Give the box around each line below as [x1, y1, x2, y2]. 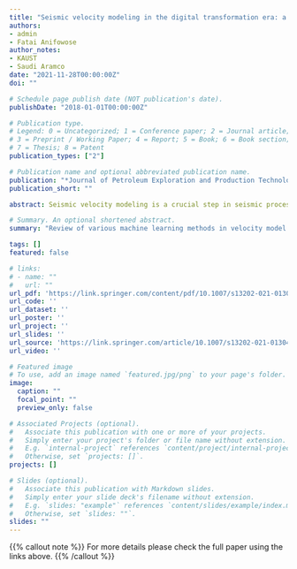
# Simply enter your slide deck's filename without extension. [9, 492, 255, 502]
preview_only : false [17, 403, 93, 412]
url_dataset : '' [9, 306, 69, 315]
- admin [9, 29, 38, 38]
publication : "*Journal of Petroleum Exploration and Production [9, 176, 255, 185]
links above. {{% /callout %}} [9, 551, 115, 562]
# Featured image [9, 362, 73, 371]
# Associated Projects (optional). [9, 419, 141, 429]
